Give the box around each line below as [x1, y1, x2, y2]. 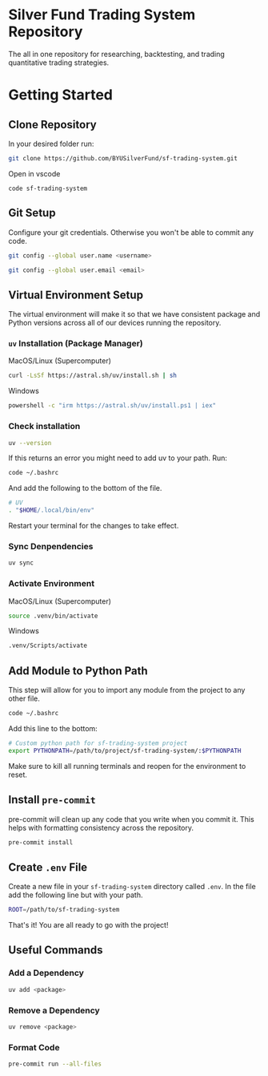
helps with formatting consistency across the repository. [8, 823, 194, 832]
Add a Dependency [8, 968, 84, 979]
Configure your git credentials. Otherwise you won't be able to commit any [8, 227, 254, 237]
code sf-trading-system [8, 184, 88, 192]
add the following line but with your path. [8, 890, 143, 900]
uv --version [8, 439, 52, 447]
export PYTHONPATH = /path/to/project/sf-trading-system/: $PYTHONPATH [8, 746, 242, 754]
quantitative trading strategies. [8, 58, 110, 67]
